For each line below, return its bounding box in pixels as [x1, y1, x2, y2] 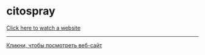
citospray [6, 4, 56, 18]
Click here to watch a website [6, 24, 81, 31]
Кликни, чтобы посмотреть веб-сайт [6, 41, 103, 49]
